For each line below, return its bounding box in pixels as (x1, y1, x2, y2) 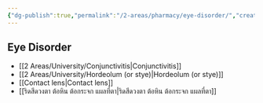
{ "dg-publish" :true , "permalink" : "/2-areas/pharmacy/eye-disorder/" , (7, 11, 236, 20)
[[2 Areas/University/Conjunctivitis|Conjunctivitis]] (18, 61, 182, 71)
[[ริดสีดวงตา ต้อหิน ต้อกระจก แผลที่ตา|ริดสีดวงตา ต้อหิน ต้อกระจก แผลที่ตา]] (18, 86, 217, 96)
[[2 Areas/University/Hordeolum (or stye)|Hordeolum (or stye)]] (18, 70, 225, 79)
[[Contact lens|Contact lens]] (18, 78, 114, 87)
